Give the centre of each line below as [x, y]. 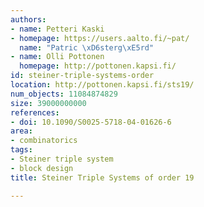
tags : [21, 150]
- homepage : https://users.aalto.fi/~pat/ [100, 38]
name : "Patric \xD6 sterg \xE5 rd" [87, 47]
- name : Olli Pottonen [57, 57]
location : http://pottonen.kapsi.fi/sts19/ [102, 85]
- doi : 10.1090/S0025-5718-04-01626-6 [91, 122]
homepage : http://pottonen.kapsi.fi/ [98, 66]
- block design [42, 168]
